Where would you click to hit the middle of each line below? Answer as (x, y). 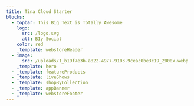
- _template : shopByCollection (50, 83)
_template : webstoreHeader (50, 50)
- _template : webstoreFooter (47, 94)
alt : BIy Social (42, 39)
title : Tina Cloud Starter (39, 11)
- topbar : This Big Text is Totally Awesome (67, 22)
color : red (30, 45)
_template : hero (37, 66)
